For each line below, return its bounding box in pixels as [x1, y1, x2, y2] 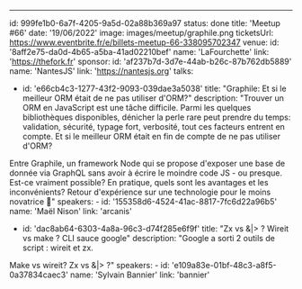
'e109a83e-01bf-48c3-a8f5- [171, 260, 277, 270]
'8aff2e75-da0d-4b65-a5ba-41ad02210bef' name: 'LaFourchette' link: [9, 47, 270, 57]
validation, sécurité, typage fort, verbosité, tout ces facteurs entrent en [22, 122, 286, 131]
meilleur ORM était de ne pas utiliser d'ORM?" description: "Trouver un [22, 93, 285, 104]
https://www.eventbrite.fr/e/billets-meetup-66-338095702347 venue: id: [9, 37, 280, 48]
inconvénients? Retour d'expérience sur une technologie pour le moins [9, 186, 271, 197]
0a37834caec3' [9, 269, 69, 280]
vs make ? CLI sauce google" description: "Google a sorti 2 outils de [22, 233, 276, 243]
